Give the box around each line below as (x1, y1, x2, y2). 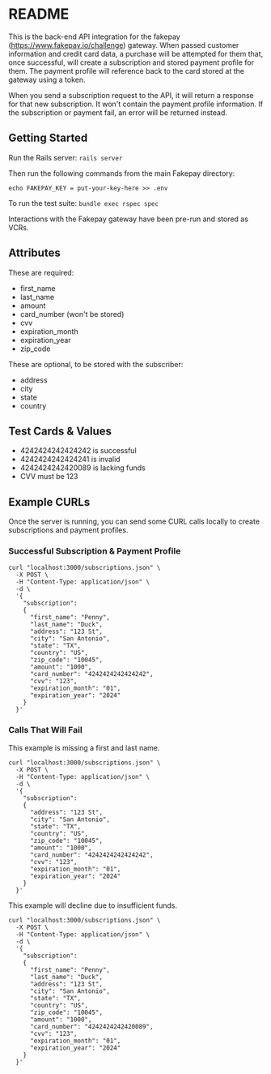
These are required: (8, 267, 74, 277)
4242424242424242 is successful (19, 446, 138, 456)
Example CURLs (8, 495, 91, 509)
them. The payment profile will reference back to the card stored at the (8, 66, 245, 75)
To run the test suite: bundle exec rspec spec (8, 198, 159, 208)
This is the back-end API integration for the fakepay (8, 32, 180, 41)
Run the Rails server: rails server (8, 152, 123, 162)
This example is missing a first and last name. (8, 742, 160, 752)
